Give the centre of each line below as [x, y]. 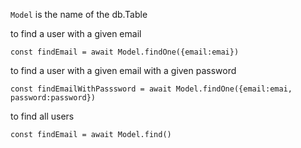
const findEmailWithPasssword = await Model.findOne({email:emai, [151, 89]
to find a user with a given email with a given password [123, 70]
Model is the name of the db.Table [79, 14]
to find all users [42, 116]
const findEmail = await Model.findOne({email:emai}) [125, 52]
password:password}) [53, 98]
